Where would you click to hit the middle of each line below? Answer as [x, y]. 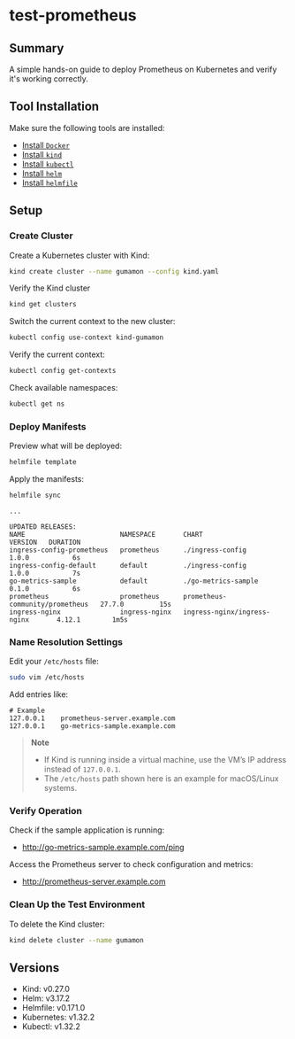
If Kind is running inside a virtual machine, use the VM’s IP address [165, 760]
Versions [34, 968]
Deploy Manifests [48, 426]
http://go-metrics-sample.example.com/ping [103, 848]
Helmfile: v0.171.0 [53, 1008]
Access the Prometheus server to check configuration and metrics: [131, 865]
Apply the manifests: [47, 479]
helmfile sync [35, 496]
